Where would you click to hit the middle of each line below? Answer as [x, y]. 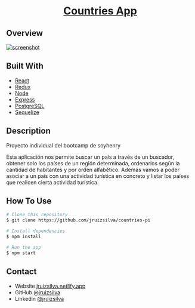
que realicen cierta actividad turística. [52, 182]
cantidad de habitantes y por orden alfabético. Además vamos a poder [93, 170]
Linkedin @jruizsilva [39, 298]
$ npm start [21, 253]
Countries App [100, 11]
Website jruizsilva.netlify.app [50, 286]
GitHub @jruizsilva [38, 292]
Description [28, 131]
